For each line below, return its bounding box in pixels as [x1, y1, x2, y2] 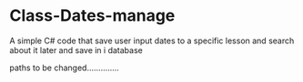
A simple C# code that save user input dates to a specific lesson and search [9, 35, 295, 46]
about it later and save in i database [9, 44, 143, 55]
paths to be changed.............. [9, 62, 120, 73]
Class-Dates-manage [9, 5, 176, 26]
